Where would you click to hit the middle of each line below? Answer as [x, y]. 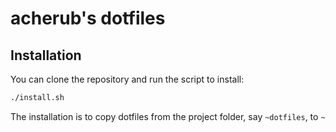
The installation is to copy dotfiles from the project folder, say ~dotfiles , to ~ [168, 116]
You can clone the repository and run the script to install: [127, 79]
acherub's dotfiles [88, 18]
